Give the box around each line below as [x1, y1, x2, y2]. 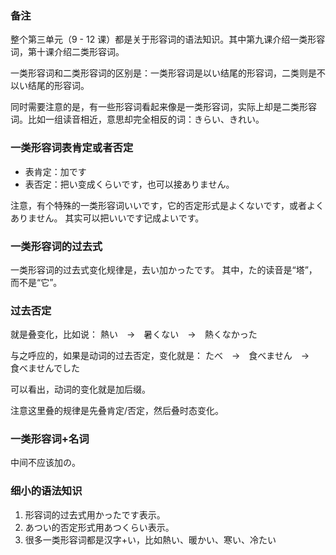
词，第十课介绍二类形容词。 [10, 46, 125, 58]
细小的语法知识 [10, 484, 83, 498]
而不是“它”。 [10, 276, 63, 288]
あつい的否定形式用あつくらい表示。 [24, 521, 175, 533]
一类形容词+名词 [10, 432, 90, 446]
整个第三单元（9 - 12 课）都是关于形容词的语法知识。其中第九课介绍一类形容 [10, 33, 326, 46]
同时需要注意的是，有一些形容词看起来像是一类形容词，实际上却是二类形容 [10, 101, 317, 113]
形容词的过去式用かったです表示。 [24, 508, 166, 521]
